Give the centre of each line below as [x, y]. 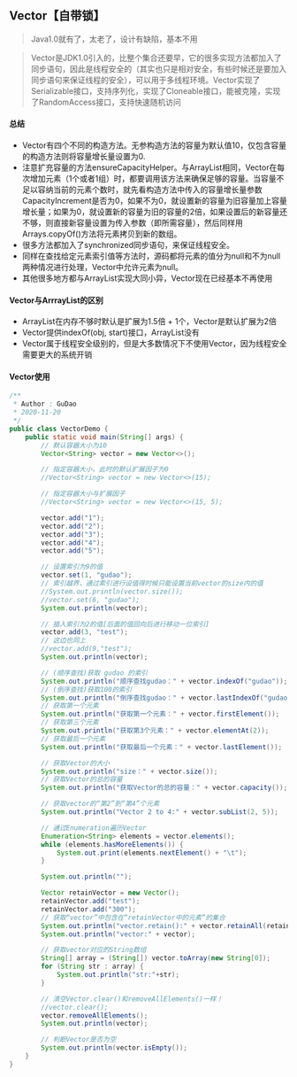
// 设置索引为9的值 [72, 567]
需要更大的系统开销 [57, 355]
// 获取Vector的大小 [76, 763]
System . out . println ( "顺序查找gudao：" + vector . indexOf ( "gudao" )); [164, 681]
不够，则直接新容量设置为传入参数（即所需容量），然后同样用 [132, 223]
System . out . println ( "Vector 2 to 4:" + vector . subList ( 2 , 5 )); [160, 812]
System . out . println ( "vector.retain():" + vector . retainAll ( [154, 926]
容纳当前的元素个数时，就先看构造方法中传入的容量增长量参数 [150, 190]
